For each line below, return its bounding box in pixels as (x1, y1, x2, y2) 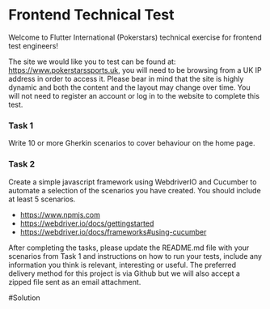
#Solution (8, 293, 40, 303)
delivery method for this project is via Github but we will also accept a (8, 269, 241, 278)
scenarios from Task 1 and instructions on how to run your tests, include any (8, 251, 263, 260)
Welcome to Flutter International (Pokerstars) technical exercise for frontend (8, 32, 263, 42)
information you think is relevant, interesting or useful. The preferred (8, 260, 237, 269)
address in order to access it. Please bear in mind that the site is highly (8, 74, 244, 83)
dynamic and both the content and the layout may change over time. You (8, 83, 251, 92)
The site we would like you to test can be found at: (8, 57, 176, 66)
